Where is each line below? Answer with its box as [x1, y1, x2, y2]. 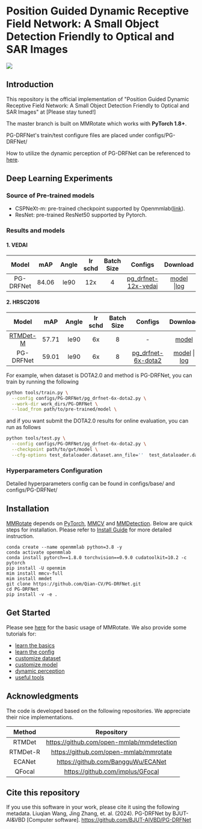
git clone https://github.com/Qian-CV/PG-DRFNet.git [6, 581, 141, 587]
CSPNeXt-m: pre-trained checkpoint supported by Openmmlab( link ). [14, 205, 185, 212]
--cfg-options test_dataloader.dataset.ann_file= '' [11, 452, 144, 458]
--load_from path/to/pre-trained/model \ [11, 406, 117, 412]
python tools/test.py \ [6, 435, 66, 441]
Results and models [6, 227, 65, 235]
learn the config [14, 648, 55, 655]
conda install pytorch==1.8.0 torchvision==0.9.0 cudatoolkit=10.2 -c [6, 554, 187, 560]
